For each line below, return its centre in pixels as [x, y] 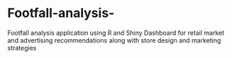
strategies [22, 48]
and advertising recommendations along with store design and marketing [114, 40]
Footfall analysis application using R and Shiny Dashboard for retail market [116, 33]
